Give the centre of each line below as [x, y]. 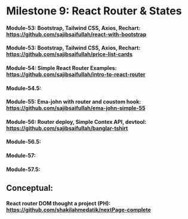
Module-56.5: [24, 142]
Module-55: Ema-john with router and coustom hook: [74, 102]
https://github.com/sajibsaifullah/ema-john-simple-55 [76, 108]
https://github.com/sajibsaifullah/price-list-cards [70, 54]
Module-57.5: [23, 169]
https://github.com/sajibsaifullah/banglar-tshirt [67, 128]
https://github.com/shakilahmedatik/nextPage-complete [78, 209]
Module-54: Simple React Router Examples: [61, 68]
